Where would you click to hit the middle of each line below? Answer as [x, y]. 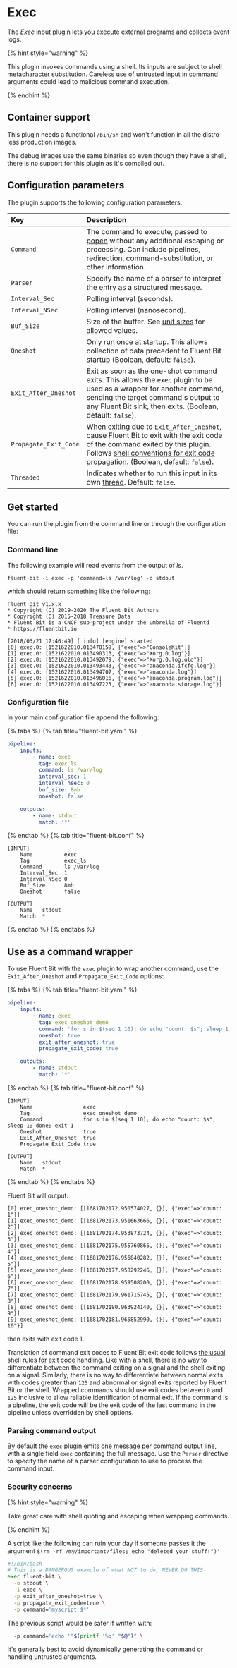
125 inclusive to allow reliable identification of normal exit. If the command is [118, 1397]
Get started [33, 507]
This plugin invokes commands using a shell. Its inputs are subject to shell [115, 66]
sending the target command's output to [153, 397]
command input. [31, 1468]
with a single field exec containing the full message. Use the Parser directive [118, 1454]
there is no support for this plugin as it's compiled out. [86, 163]
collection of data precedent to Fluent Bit [154, 351]
